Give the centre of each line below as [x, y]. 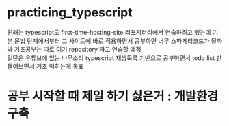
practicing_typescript [70, 13]
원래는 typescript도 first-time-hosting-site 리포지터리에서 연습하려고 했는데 [109, 32]
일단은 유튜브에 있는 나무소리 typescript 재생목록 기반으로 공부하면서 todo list [111, 58]
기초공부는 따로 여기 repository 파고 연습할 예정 [78, 49]
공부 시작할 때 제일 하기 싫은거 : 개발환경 [113, 96]
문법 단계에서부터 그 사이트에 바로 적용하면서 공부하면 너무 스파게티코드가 [112, 41]
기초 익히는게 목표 [60, 66]
